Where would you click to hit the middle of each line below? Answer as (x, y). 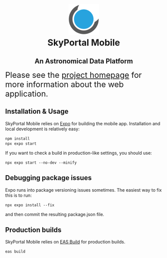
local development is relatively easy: (42, 129)
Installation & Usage (37, 112)
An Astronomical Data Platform (84, 61)
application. (27, 94)
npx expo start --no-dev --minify (41, 163)
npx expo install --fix (30, 205)
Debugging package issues (49, 178)
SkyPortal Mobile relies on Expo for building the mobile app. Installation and (83, 123)
